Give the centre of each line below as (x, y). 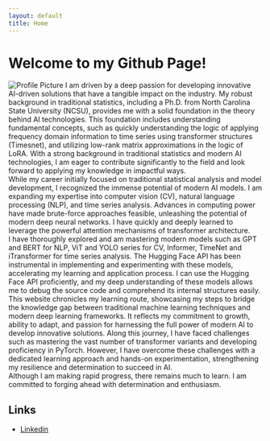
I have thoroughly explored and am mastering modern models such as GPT (133, 239)
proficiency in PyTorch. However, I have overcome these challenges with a (132, 350)
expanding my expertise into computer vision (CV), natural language (122, 196)
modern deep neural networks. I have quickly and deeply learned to (121, 222)
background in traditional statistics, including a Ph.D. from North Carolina (129, 102)
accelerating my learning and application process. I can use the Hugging (129, 274)
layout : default (35, 16)
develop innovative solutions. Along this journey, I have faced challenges (129, 333)
